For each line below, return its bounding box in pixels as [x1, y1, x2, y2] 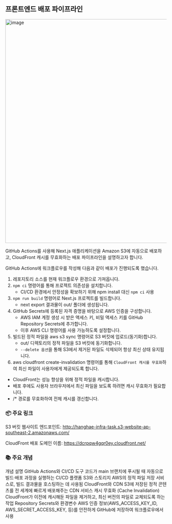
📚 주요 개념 [5, 454, 33, 462]
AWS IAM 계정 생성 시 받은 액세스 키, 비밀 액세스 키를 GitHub [20, 314, 143, 320]
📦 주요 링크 [5, 409, 33, 417]
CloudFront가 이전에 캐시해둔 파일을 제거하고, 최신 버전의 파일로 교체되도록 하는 [5, 494, 165, 500]
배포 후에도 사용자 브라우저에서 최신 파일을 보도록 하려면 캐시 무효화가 [12, 383, 153, 389]
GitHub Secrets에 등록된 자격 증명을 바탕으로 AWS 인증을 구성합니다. [12, 308, 152, 314]
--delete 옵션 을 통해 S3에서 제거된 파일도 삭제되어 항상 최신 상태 [20, 346, 151, 352]
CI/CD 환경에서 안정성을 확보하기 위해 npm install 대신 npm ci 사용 [20, 289, 155, 295]
